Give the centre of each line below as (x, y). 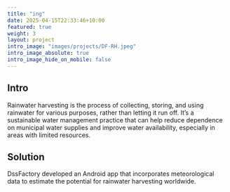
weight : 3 (22, 33)
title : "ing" (26, 14)
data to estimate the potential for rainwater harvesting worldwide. (102, 181)
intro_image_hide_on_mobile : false (59, 60)
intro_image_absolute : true (48, 53)
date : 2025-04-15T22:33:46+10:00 (56, 20)
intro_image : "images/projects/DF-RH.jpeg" (72, 46)
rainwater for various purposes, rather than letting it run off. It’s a (101, 113)
